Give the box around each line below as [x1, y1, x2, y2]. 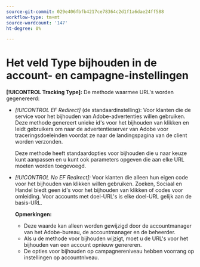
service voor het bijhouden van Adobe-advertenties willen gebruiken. [14, 113, 186, 120]
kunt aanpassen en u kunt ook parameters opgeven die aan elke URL [14, 156, 185, 163]
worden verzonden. [14, 138, 63, 145]
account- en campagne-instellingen [6, 69, 189, 82]
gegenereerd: [6, 95, 40, 102]
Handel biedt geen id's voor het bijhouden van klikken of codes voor [14, 187, 183, 194]
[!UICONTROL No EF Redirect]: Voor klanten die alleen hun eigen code [14, 174, 188, 181]
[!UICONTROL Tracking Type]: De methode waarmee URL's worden [6, 89, 174, 96]
